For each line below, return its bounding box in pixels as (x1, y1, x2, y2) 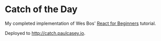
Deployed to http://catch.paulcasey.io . (5, 30, 86, 36)
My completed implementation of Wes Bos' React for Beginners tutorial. (5, 20, 156, 26)
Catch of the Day (5, 4, 78, 15)
